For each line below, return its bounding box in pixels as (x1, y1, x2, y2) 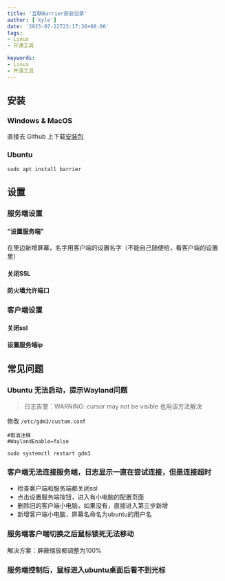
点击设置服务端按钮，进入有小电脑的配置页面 (17, 493, 144, 501)
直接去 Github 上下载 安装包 (7, 132, 84, 141)
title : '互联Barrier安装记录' (7, 10, 87, 17)
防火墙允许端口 (7, 286, 50, 295)
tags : (7, 29, 23, 37)
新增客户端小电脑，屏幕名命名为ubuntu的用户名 (17, 510, 153, 518)
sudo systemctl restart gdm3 (7, 450, 91, 457)
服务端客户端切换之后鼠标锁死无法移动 (7, 529, 134, 539)
